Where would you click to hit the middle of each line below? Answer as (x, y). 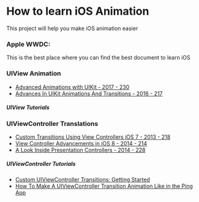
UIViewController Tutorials (41, 164)
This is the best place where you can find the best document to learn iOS (99, 58)
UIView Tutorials (28, 107)
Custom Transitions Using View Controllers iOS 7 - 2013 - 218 (93, 137)
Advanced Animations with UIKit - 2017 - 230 (72, 87)
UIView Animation (34, 74)
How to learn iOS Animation (78, 11)
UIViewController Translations (52, 123)
